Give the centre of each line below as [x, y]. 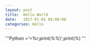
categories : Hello [24, 24]
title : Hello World [27, 15]
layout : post [19, 10]
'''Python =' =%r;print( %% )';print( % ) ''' [46, 38]
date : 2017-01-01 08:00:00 [36, 19]
